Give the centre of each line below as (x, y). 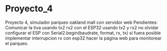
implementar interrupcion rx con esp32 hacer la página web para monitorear (83, 38)
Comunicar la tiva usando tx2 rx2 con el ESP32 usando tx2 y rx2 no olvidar (82, 27)
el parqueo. (17, 43)
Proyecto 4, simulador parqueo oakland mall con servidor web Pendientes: (82, 22)
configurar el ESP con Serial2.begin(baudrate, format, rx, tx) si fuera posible (83, 33)
